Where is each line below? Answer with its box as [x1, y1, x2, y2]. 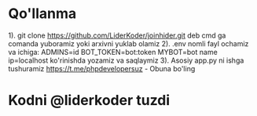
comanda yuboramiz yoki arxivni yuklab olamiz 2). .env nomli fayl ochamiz [8, 38, 249, 48]
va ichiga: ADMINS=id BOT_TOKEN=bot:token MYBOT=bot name [8, 47, 218, 56]
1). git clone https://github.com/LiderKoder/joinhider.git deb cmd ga [8, 31, 226, 40]
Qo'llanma [8, 5, 77, 23]
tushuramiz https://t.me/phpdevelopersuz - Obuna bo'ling [8, 63, 196, 73]
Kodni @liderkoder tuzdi [8, 92, 171, 110]
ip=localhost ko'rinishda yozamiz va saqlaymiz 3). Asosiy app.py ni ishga [8, 56, 244, 65]
